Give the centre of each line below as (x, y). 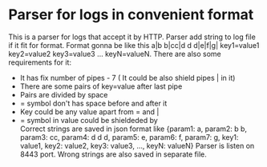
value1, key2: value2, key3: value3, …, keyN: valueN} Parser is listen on (137, 145)
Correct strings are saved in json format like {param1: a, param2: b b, (133, 129)
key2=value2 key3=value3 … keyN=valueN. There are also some (115, 54)
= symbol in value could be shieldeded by (89, 120)
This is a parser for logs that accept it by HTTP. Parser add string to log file (132, 37)
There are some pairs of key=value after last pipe (101, 86)
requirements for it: (40, 62)
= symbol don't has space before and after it (93, 103)
